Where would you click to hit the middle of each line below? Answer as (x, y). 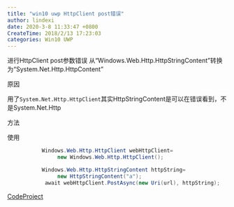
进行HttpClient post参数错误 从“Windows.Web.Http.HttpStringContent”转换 (115, 61)
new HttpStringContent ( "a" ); (99, 176)
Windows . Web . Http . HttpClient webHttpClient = (107, 151)
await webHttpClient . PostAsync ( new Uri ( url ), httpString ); (132, 183)
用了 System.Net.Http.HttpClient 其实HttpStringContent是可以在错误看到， (114, 99)
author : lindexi (31, 20)
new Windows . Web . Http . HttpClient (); (110, 157)
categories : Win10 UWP (40, 40)
